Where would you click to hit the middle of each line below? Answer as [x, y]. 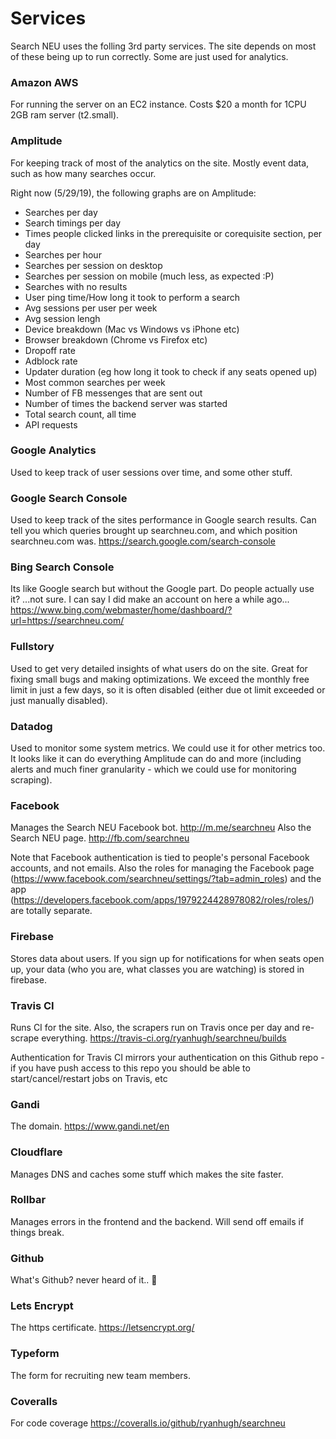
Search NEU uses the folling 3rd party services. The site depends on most [163, 46]
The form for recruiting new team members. [101, 1375]
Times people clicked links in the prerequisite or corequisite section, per [173, 233]
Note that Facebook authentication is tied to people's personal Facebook [160, 858]
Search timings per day [73, 223]
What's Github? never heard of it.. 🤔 [84, 1280]
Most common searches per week [95, 382]
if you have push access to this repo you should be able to [130, 1068]
